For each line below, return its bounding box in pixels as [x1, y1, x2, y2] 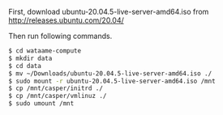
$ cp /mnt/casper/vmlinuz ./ [8, 92, 107, 100]
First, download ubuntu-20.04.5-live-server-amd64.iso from [8, 7, 209, 16]
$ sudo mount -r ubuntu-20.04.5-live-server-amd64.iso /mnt [8, 77, 217, 85]
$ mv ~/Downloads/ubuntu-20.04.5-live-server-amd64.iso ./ [8, 69, 212, 78]
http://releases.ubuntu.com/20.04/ [8, 15, 124, 25]
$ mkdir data [8, 54, 53, 62]
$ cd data [8, 62, 42, 70]
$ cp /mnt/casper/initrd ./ [8, 84, 104, 92]
